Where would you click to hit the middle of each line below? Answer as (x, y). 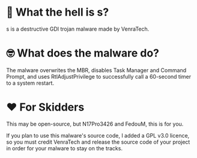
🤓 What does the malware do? (83, 53)
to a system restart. (30, 83)
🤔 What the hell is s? (58, 12)
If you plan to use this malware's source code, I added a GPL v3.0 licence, (98, 135)
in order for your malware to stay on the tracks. (65, 148)
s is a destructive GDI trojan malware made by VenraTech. (78, 29)
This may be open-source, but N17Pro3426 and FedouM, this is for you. (95, 124)
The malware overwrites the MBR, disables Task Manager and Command (96, 70)
